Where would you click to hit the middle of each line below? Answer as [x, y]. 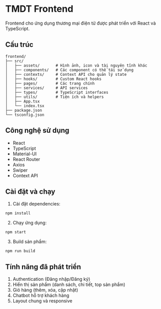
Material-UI [25, 154]
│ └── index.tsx [25, 106]
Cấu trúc [19, 45]
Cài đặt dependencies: [36, 204]
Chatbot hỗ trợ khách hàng [41, 296]
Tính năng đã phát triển [43, 267]
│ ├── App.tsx [22, 101]
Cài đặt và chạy [30, 191]
